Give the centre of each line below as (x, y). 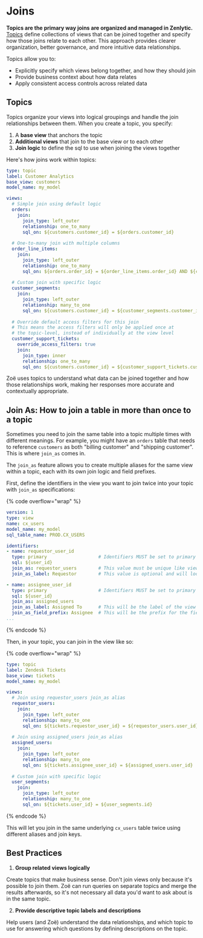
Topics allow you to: (31, 59)
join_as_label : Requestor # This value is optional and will (100, 574)
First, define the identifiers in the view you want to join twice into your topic (100, 483)
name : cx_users (25, 524)
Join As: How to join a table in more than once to (99, 410)
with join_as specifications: (41, 490)
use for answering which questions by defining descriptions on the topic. (97, 928)
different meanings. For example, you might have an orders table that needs (101, 441)
